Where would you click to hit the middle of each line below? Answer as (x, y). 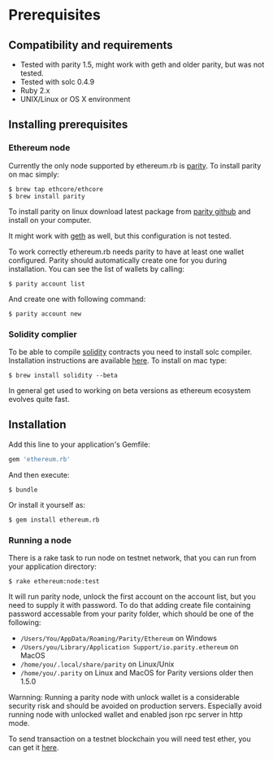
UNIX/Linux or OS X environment (75, 99)
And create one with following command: (77, 299)
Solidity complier (43, 334)
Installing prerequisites (68, 125)
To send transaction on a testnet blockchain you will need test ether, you (130, 739)
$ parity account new (45, 314)
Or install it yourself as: (47, 504)
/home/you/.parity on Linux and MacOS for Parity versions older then (136, 672)
